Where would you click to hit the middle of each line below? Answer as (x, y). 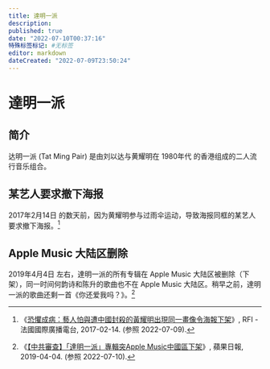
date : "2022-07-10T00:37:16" (57, 38)
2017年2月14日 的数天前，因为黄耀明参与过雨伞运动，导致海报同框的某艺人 (132, 215)
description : (30, 23)
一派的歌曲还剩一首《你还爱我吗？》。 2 (72, 294)
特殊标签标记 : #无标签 (41, 46)
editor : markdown (37, 53)
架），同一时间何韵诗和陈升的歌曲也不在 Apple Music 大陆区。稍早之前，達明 (135, 284)
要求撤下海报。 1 (34, 225)
